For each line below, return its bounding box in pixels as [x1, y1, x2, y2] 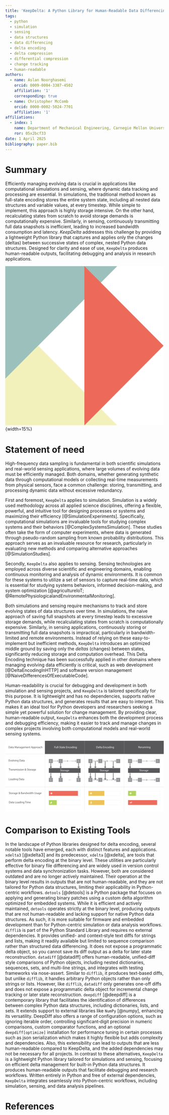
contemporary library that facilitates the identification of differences [5, 997, 146, 1003]
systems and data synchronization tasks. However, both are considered [5, 868, 153, 874]
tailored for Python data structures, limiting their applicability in [5, 884, 136, 890]
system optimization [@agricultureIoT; [5, 587, 84, 594]
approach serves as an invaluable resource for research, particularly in [5, 540, 152, 546]
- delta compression [10, 51, 53, 56]
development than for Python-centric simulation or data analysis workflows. [5, 922, 162, 928]
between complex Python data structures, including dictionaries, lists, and [5, 1002, 159, 1009]
